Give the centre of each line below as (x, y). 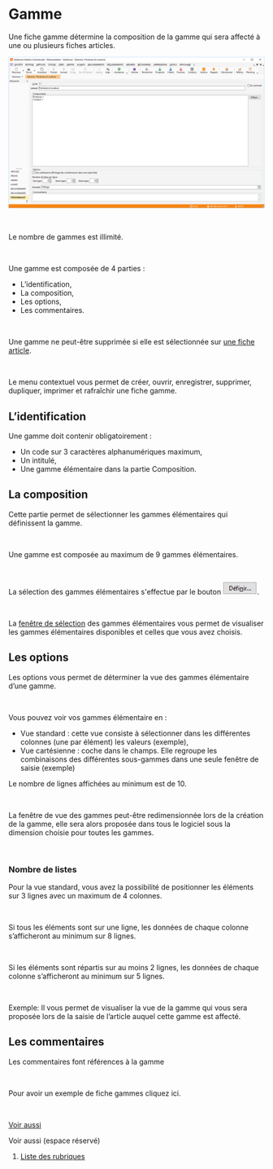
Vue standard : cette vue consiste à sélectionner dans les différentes (135, 733)
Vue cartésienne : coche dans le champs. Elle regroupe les (119, 750)
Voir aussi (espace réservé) (54, 1140)
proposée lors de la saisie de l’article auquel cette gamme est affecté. (125, 1016)
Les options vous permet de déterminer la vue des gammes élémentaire (129, 677)
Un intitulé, (38, 460)
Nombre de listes (43, 869)
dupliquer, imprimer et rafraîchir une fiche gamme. (93, 391)
